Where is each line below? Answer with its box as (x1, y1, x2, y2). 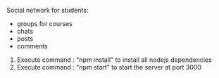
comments (16, 42, 48, 50)
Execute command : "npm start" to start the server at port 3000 (16, 63, 202, 71)
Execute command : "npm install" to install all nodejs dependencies (16, 56, 212, 64)
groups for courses (16, 20, 73, 27)
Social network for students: (6, 6, 89, 14)
